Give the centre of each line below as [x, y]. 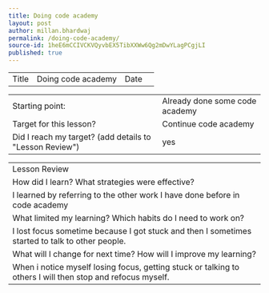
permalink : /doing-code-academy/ [64, 38]
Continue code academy [208, 124]
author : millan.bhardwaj [50, 30]
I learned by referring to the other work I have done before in [126, 195]
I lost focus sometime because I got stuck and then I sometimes [132, 231]
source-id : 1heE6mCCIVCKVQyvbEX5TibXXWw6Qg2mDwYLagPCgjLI [107, 46]
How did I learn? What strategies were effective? [103, 182]
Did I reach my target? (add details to [82, 137]
